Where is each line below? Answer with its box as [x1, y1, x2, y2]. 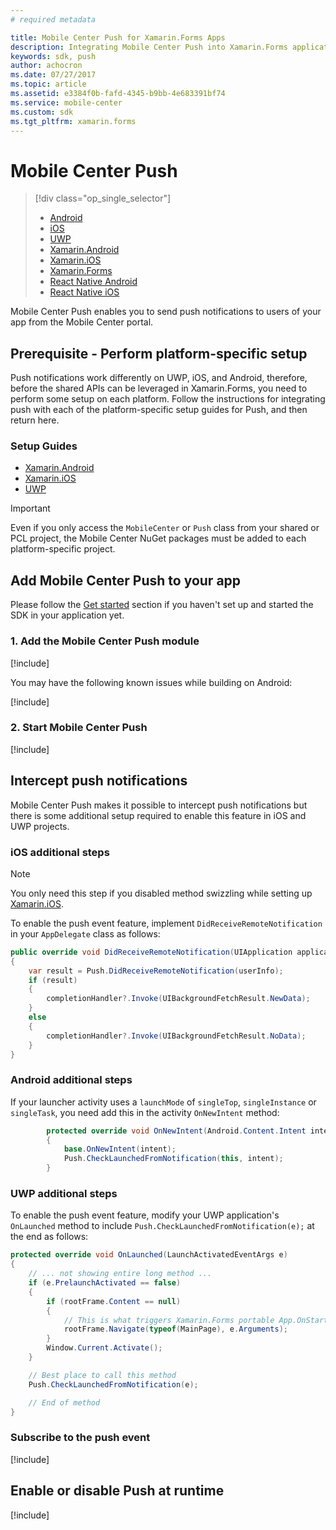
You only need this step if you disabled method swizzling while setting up [10, 887, 313, 899]
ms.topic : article [10, 79, 87, 90]
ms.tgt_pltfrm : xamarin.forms [10, 116, 137, 126]
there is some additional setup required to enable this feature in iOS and [10, 809, 307, 821]
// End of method [28, 1397, 101, 1408]
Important [10, 502, 51, 515]
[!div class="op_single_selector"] [34, 192, 172, 205]
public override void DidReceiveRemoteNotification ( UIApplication [10, 947, 293, 957]
